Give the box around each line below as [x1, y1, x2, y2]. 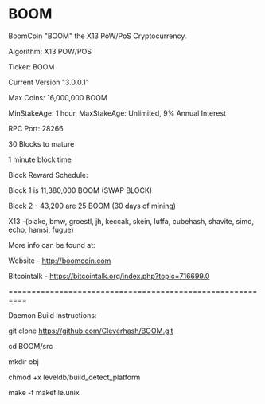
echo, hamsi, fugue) [8, 225, 74, 234]
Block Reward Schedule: [8, 170, 89, 179]
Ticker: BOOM [8, 61, 55, 72]
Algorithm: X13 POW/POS [8, 46, 92, 56]
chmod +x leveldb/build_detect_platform [8, 372, 141, 382]
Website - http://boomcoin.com [8, 256, 111, 265]
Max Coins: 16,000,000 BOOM [8, 92, 107, 102]
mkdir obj [8, 356, 40, 367]
